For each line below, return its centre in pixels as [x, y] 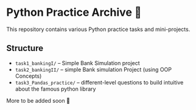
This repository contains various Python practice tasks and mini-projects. [98, 29]
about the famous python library [55, 89]
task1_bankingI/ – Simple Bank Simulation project [77, 63]
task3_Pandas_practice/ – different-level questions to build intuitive [99, 82]
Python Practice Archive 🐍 [74, 12]
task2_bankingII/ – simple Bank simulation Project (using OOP [93, 69]
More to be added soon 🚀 [38, 100]
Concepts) [28, 76]
